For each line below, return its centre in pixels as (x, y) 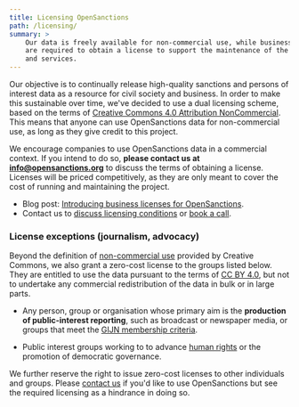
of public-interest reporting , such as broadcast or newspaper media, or (154, 321)
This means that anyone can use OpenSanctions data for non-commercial (145, 122)
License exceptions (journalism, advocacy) (105, 236)
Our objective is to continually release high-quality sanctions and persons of (149, 84)
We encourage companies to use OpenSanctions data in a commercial (138, 149)
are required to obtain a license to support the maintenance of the (157, 51)
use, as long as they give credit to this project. (94, 131)
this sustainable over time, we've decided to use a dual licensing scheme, (144, 103)
